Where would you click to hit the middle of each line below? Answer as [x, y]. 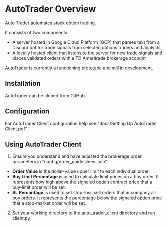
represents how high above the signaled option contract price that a [82, 182]
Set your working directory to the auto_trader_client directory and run [83, 213]
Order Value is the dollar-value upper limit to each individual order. [81, 171]
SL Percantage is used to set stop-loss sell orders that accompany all [84, 193]
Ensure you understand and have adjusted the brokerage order [77, 156]
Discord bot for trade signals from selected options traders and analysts [86, 47]
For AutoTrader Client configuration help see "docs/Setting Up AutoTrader [81, 123]
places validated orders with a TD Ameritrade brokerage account [79, 58]
